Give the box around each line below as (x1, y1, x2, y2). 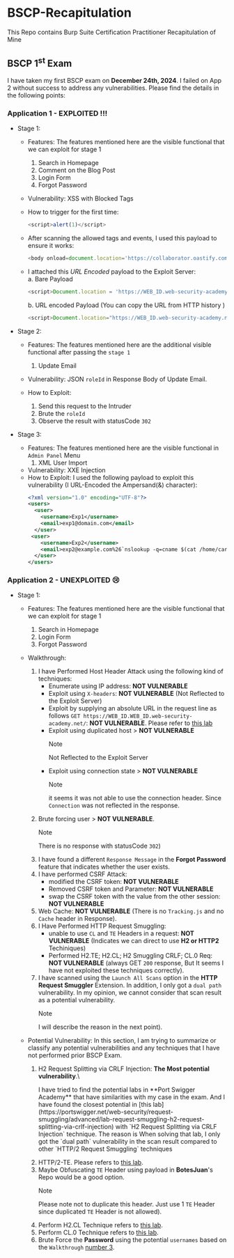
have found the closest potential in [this (38, 1101, 152, 1109)
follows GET (48, 712, 81, 720)
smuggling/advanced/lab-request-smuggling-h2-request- (38, 1115, 205, 1124)
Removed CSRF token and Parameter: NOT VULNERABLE (48, 885, 214, 893)
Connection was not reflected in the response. (48, 801, 180, 809)
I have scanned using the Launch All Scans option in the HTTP (38, 974, 218, 982)
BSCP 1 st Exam (7, 56, 72, 70)
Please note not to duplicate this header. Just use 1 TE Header (38, 1200, 215, 1209)
